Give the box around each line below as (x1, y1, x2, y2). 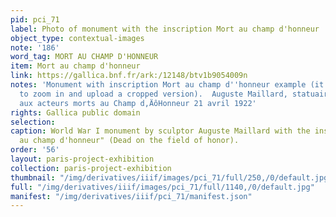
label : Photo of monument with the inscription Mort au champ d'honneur (10, 24, 320, 34)
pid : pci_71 (10, 14, 60, 25)
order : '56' (10, 145, 60, 155)
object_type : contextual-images (10, 33, 145, 43)
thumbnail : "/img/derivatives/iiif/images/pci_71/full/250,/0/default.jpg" (10, 172, 333, 183)
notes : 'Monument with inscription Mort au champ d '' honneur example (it (10, 80, 325, 90)
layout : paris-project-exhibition (10, 154, 155, 164)
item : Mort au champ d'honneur (10, 61, 141, 71)
